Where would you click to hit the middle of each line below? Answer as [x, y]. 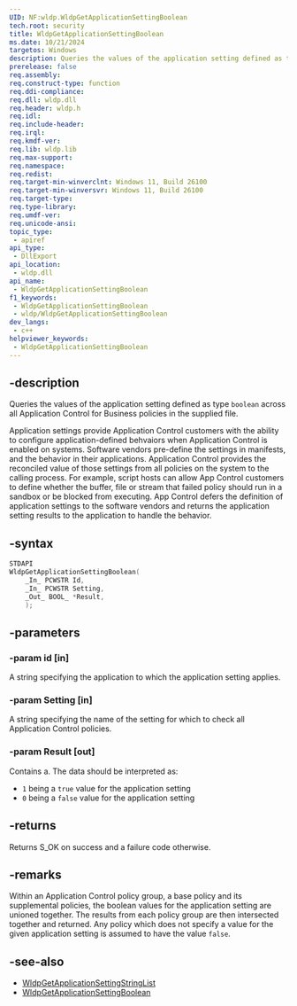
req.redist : [31, 174]
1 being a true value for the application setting [107, 788]
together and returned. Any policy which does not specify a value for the [141, 924]
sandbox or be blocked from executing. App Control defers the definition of [146, 496]
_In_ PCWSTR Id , [55, 581]
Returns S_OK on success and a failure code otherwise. [110, 846]
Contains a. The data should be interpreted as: [94, 771]
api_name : [27, 281]
